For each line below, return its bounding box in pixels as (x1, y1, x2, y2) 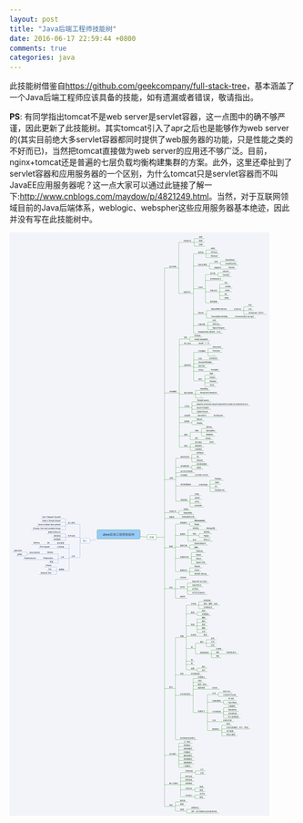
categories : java (9, 53, 76, 63)
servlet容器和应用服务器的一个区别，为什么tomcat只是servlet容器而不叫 (9, 169, 278, 180)
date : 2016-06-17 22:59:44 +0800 (9, 34, 136, 43)
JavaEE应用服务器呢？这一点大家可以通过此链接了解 (9, 180, 205, 190)
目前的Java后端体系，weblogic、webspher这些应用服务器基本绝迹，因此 (16, 202, 290, 213)
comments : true (9, 44, 67, 53)
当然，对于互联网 (217, 191, 281, 202)
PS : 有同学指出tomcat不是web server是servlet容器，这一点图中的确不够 (9, 111, 278, 122)
